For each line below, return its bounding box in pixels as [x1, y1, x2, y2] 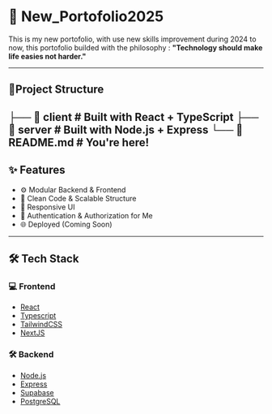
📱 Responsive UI [19, 202, 75, 212]
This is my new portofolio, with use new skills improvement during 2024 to [8, 34, 257, 44]
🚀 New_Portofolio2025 [8, 7, 164, 26]
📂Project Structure [8, 83, 104, 97]
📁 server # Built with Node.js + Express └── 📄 [8, 123, 244, 136]
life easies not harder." [8, 51, 87, 61]
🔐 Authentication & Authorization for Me [19, 210, 153, 220]
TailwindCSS [19, 320, 63, 330]
